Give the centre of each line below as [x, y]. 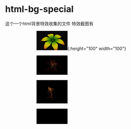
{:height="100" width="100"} [97, 49]
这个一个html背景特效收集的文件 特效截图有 [49, 23]
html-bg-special [39, 9]
